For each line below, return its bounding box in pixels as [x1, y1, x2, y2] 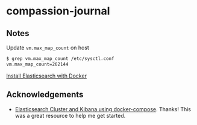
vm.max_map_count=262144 [6, 61, 69, 67]
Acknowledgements [6, 90, 84, 100]
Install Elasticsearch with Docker [6, 72, 87, 79]
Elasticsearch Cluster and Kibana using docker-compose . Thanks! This [14, 105, 192, 112]
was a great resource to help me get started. [14, 112, 126, 119]
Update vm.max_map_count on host [6, 44, 89, 51]
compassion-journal [6, 4, 110, 18]
